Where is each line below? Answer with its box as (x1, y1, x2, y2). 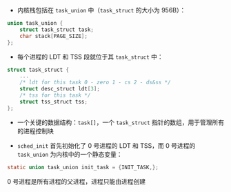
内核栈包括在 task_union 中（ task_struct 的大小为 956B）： (17, 6, 186, 14)
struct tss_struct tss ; (19, 98, 88, 105)
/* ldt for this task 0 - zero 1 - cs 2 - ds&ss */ (19, 79, 171, 86)
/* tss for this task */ (19, 92, 91, 99)
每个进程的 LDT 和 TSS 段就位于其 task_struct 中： (17, 52, 163, 61)
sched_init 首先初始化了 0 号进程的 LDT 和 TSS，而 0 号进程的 (17, 141, 196, 150)
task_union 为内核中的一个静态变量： (17, 150, 123, 158)
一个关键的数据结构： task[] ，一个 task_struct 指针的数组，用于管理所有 (17, 118, 225, 126)
